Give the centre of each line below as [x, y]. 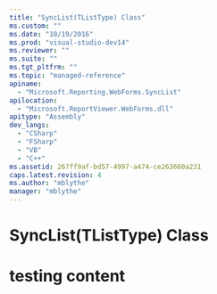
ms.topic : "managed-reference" [67, 76]
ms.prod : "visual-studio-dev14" [69, 42]
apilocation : [33, 100]
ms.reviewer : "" [39, 51]
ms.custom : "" [36, 26]
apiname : [25, 84]
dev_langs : [29, 126]
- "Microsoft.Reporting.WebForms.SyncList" [99, 92]
